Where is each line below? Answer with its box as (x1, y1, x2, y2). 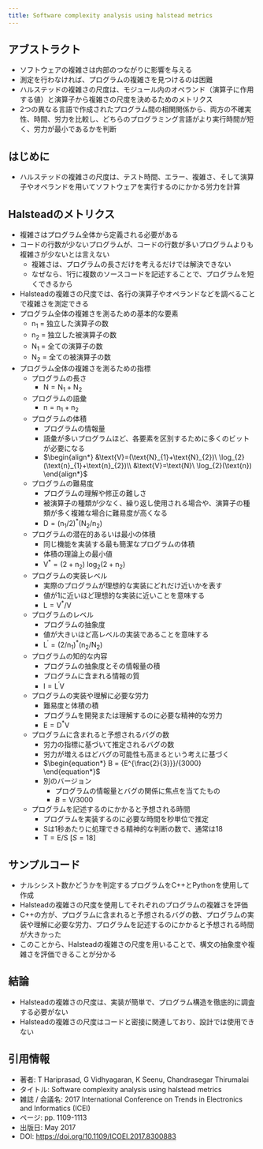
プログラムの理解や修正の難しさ (43, 488, 147, 498)
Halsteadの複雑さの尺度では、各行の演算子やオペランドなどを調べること (19, 289, 256, 299)
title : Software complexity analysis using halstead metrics (8, 11, 213, 20)
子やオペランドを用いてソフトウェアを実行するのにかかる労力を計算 (19, 182, 241, 192)
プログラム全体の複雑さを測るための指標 (19, 364, 151, 374)
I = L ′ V (43, 680, 65, 691)
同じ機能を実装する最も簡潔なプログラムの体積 (43, 539, 195, 549)
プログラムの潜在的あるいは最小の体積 (31, 530, 156, 539)
